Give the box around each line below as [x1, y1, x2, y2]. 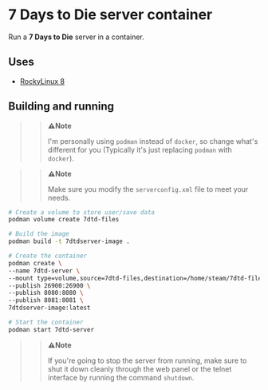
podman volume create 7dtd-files [8, 216, 120, 224]
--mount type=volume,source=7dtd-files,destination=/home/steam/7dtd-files [8, 274, 266, 282]
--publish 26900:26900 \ [8, 281, 91, 289]
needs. [47, 193, 71, 202]
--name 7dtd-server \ [8, 266, 81, 275]
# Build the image [8, 230, 69, 238]
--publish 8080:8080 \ [8, 289, 84, 297]
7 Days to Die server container [8, 6, 213, 24]
